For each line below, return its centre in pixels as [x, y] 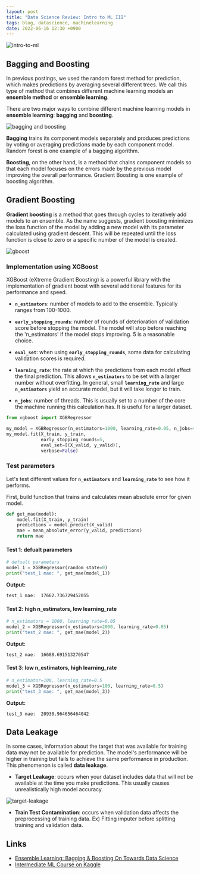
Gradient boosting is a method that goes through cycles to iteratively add [96, 214]
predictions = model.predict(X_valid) [65, 525]
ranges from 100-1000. [43, 310]
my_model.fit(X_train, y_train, [46, 434]
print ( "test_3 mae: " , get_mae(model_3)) [58, 691]
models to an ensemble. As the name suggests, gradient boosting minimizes [100, 220]
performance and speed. [37, 292]
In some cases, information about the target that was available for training [97, 746]
